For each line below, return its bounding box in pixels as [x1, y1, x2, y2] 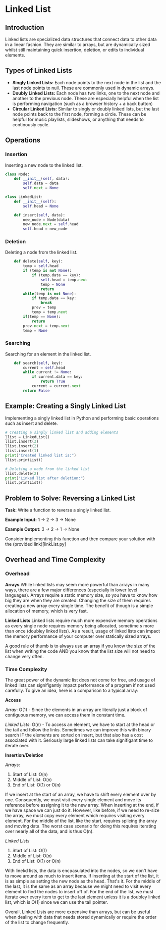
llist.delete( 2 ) [5, 471, 39, 476]
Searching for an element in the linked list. [5, 351, 91, 357]
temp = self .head [23, 263, 58, 268]
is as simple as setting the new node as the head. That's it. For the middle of [5, 878, 161, 884]
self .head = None [23, 204, 58, 208]
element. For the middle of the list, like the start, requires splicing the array [5, 818, 157, 824]
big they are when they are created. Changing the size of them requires [5, 597, 151, 603]
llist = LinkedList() [5, 434, 50, 439]
